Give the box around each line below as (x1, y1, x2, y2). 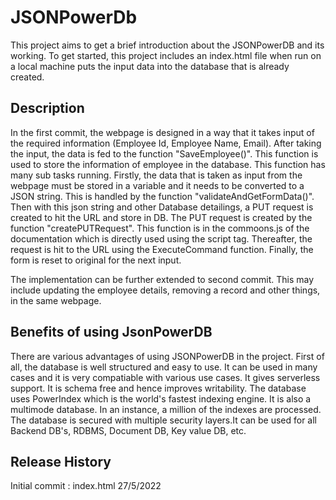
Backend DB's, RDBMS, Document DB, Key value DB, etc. (10, 424, 247, 436)
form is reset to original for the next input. (10, 254, 182, 266)
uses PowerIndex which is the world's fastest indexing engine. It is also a (10, 392, 312, 405)
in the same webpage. (10, 294, 102, 306)
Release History (10, 453, 112, 470)
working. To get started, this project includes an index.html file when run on (10, 49, 322, 61)
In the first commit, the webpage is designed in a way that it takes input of (10, 126, 315, 138)
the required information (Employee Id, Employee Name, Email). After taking (10, 137, 322, 149)
